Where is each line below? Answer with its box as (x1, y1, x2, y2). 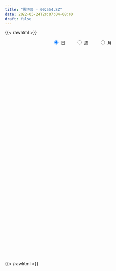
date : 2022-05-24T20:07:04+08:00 (5, 12, 73, 17)
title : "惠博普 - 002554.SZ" (5, 7, 63, 12)
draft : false (5, 16, 32, 21)
